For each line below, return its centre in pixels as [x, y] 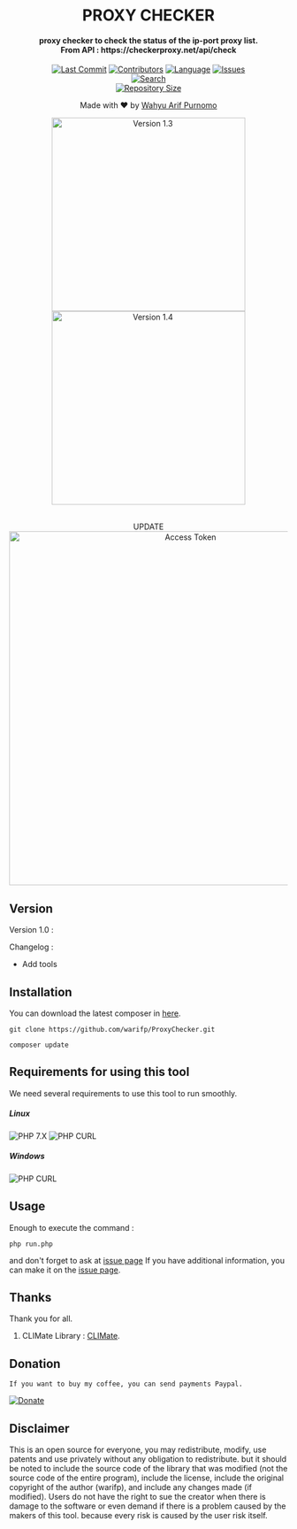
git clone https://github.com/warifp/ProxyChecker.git [112, 1030]
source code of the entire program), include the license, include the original [147, 1478]
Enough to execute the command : [72, 1227]
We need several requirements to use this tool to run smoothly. [123, 1093]
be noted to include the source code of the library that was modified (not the [148, 1469]
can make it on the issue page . [65, 1270]
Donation [35, 1364]
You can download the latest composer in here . [95, 1013]
